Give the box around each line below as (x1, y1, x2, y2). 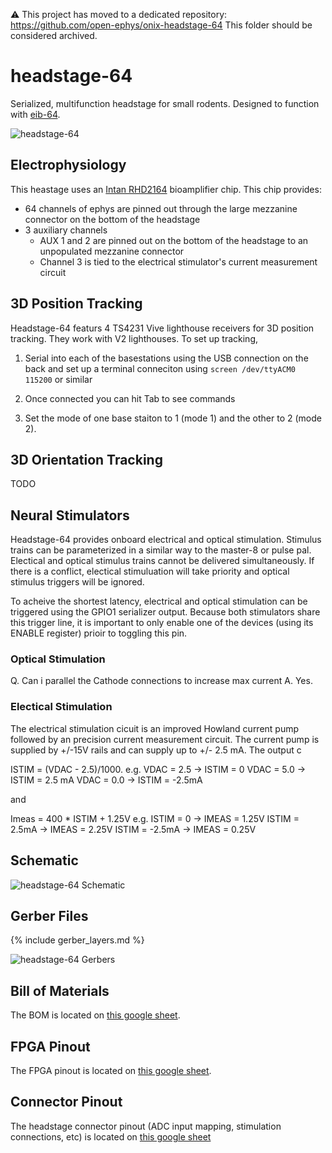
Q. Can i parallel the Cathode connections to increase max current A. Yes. (10, 675, 313, 687)
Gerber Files (10, 907, 89, 924)
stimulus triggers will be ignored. (10, 576, 145, 588)
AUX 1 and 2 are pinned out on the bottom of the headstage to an (39, 234, 309, 246)
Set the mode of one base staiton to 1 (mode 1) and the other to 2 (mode (24, 412, 322, 424)
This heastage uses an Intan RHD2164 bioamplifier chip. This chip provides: (10, 183, 322, 195)
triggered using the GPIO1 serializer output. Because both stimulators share (10, 606, 321, 618)
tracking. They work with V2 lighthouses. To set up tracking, (10, 332, 259, 344)
